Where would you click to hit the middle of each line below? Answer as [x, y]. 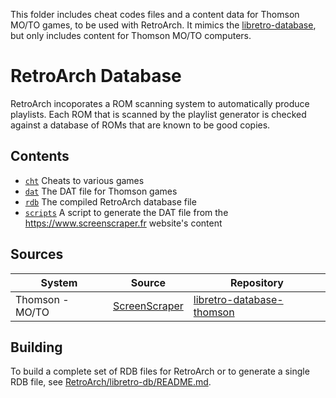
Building [36, 347]
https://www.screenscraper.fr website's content [123, 223]
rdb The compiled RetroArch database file [110, 201]
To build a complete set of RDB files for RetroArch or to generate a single [160, 371]
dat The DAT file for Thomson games [101, 191]
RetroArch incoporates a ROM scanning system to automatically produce [160, 103]
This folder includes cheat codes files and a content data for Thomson [155, 14]
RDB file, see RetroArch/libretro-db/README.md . [111, 382]
